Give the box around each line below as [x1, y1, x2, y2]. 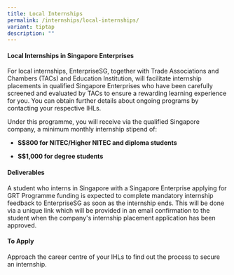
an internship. [7, 260, 47, 268]
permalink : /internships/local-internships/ [7, 17, 139, 24]
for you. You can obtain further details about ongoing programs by [7, 97, 199, 105]
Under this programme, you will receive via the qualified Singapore [7, 118, 200, 126]
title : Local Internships [7, 10, 83, 17]
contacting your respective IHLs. [7, 104, 102, 113]
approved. [7, 221, 37, 230]
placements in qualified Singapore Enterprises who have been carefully [7, 82, 214, 90]
